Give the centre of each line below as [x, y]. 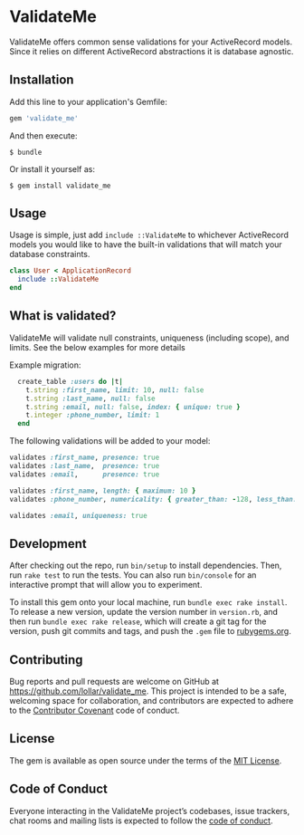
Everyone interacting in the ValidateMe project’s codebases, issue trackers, [150, 811]
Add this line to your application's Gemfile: [88, 101]
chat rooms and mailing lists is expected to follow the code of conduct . [141, 821]
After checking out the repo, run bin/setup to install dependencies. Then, [146, 566]
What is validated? [63, 316]
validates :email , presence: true [85, 474]
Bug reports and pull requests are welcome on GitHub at [114, 681]
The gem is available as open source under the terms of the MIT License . [146, 760]
